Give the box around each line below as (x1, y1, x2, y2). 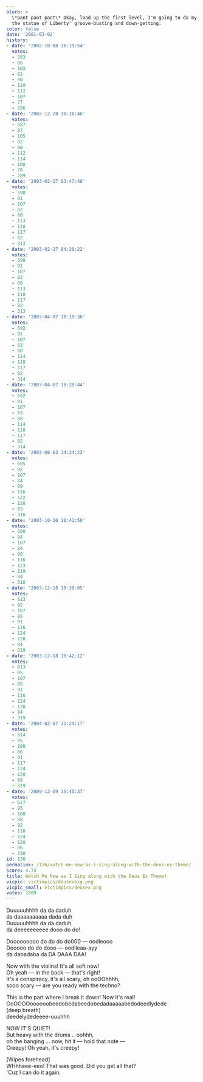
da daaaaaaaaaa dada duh (6, 913, 73, 920)
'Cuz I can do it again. (6, 1069, 61, 1076)
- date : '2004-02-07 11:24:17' (6, 721, 86, 727)
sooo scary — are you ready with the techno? (6, 982, 120, 989)
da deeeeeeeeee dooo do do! (6, 926, 81, 933)
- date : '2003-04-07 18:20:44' (6, 382, 86, 388)
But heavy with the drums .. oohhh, (6, 1031, 94, 1039)
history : (6, 37, 29, 43)
